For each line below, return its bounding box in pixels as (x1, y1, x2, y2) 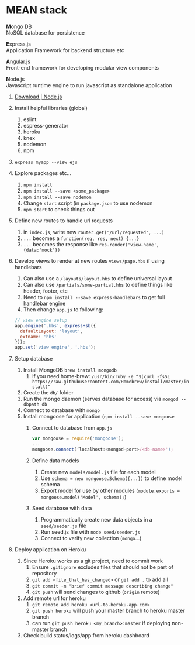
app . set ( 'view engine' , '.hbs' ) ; (14, 345, 96, 351)
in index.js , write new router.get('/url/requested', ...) (23, 228, 165, 235)
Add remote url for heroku (23, 595, 86, 602)
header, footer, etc (23, 287, 68, 294)
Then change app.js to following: (23, 306, 103, 313)
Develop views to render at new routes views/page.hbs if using (14, 257, 165, 264)
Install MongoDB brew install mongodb (23, 366, 117, 373)
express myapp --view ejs (14, 159, 78, 165)
